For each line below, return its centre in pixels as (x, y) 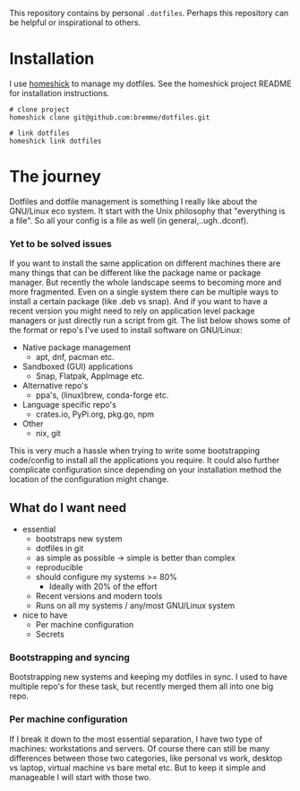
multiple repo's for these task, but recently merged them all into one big (141, 687)
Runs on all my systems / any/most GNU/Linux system (135, 605)
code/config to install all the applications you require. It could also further (145, 461)
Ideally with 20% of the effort (103, 586)
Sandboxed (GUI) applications (77, 366)
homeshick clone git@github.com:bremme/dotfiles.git (110, 117)
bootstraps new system (79, 539)
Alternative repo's (55, 386)
